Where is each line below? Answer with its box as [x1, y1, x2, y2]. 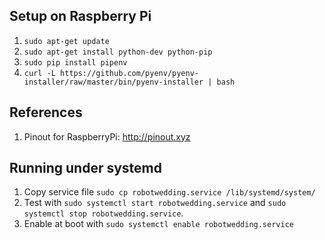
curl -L [23, 68, 56, 78]
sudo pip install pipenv [23, 57, 128, 68]
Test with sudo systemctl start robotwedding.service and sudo [23, 197, 287, 209]
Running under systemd [9, 160, 163, 177]
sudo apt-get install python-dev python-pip [23, 47, 213, 57]
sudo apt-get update [23, 36, 110, 46]
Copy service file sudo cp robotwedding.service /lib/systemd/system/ [23, 186, 316, 198]
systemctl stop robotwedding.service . [23, 207, 184, 219]
